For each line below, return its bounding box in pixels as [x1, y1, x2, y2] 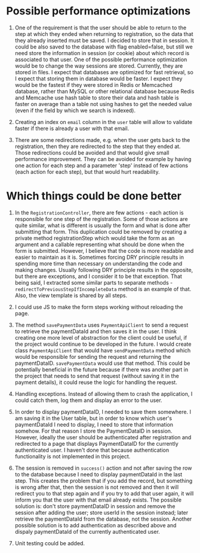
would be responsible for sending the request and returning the [14, 353, 171, 360]
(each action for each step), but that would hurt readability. [14, 168, 160, 175]
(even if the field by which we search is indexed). [14, 107, 136, 114]
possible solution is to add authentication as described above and [14, 521, 177, 528]
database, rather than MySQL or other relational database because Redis [14, 87, 195, 95]
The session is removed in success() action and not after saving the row [14, 464, 192, 472]
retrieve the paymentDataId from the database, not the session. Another [14, 515, 192, 522]
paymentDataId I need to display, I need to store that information [14, 421, 174, 428]
